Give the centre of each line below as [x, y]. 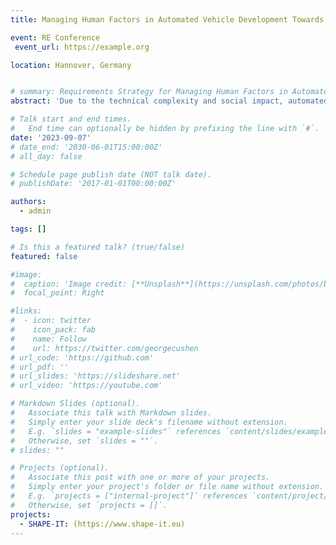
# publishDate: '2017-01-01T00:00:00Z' [93, 184]
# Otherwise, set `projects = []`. [89, 505]
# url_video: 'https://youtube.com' [86, 386]
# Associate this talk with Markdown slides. [111, 413]
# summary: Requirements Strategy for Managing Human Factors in [149, 92]
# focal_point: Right [57, 293]
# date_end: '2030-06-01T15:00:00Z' [86, 147]
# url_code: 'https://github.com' [82, 357]
